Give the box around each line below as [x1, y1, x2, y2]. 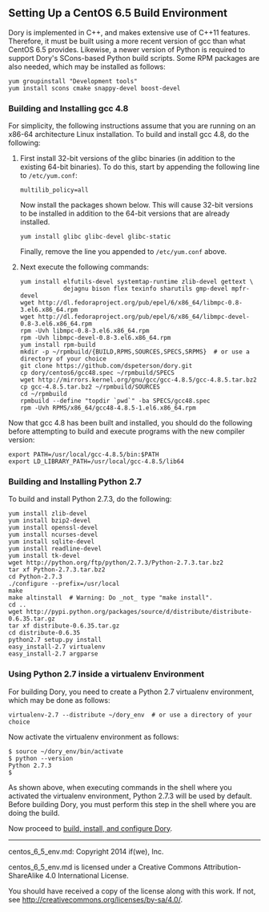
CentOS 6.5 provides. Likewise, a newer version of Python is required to [8, 44, 246, 54]
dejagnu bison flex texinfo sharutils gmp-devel [62, 284, 229, 293]
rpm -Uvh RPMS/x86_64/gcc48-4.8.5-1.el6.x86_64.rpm [19, 404, 196, 412]
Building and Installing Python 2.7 [8, 476, 142, 487]
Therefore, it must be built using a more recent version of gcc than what [8, 36, 246, 46]
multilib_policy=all [19, 186, 89, 195]
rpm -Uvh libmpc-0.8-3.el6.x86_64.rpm [19, 327, 150, 335]
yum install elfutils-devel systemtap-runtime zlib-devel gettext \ [19, 278, 254, 286]
